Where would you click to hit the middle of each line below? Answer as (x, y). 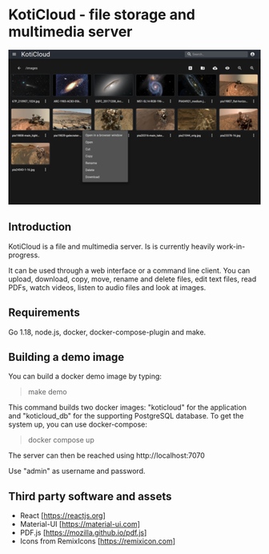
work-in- (231, 246)
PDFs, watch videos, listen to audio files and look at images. (107, 287)
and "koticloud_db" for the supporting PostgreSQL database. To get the (126, 416)
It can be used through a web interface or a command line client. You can (129, 270)
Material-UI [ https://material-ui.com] (80, 524)
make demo (47, 392)
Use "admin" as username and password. (77, 471)
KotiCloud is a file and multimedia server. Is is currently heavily (112, 246)
